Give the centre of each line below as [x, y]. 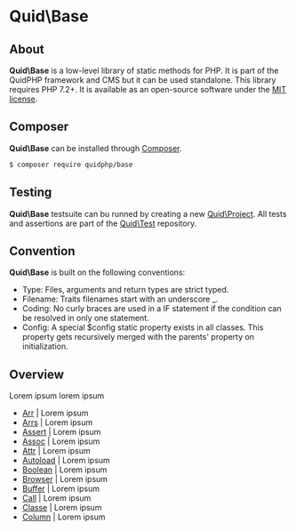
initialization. [45, 346]
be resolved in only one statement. [85, 318]
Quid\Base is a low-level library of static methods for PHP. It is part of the [144, 70]
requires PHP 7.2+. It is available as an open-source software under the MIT [148, 89]
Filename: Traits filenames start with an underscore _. [120, 299]
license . [24, 99]
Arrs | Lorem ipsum [57, 422]
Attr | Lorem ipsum [56, 451]
